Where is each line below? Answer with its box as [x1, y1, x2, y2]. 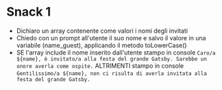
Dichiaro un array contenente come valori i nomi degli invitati [16, 27, 188, 35]
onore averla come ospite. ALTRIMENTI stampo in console [16, 61, 184, 70]
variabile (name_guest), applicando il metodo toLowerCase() [16, 41, 187, 49]
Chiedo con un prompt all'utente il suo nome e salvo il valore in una [16, 33, 206, 42]
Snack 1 [6, 4, 51, 20]
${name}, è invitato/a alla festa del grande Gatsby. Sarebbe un [16, 55, 207, 62]
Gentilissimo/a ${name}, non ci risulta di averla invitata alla [16, 70, 207, 77]
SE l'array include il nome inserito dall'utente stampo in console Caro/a [16, 48, 217, 57]
